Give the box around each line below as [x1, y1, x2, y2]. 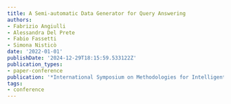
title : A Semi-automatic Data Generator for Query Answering [7, 10, 186, 17]
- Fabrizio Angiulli [7, 23, 67, 29]
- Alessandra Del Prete [7, 29, 76, 36]
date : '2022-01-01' [7, 49, 63, 55]
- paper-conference [7, 67, 63, 74]
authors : [7, 16, 32, 23]
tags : [7, 80, 23, 87]
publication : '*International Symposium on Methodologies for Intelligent [7, 73, 226, 81]
